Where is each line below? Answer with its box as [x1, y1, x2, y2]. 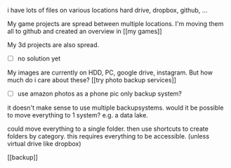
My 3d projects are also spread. [7, 41, 100, 49]
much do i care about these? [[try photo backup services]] [7, 76, 177, 84]
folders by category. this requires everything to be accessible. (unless [7, 132, 209, 141]
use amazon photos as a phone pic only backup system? [17, 89, 183, 98]
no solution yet [17, 54, 61, 63]
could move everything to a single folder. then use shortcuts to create [7, 124, 209, 133]
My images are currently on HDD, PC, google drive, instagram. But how [7, 68, 213, 77]
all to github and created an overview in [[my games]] [7, 27, 163, 35]
